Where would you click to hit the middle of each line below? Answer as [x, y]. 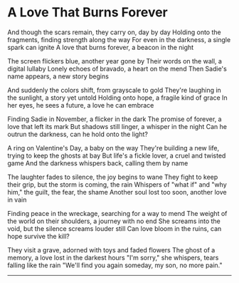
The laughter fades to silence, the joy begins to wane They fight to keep [113, 177]
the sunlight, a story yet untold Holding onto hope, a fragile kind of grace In [117, 98]
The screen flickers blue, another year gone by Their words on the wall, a [115, 61]
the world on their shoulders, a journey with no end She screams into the [114, 221]
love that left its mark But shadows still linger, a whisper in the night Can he [117, 126]
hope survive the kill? [38, 236]
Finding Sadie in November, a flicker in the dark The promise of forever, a [115, 119]
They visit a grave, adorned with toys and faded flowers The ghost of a [111, 249]
